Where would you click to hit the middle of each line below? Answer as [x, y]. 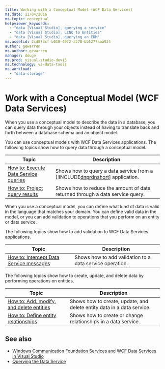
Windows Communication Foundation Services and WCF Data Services [84, 351]
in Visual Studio [28, 356]
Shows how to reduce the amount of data [103, 188]
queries [16, 180]
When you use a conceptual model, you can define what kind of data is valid [82, 206]
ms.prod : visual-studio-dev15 [36, 60]
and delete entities [29, 307]
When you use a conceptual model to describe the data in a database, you [80, 122]
